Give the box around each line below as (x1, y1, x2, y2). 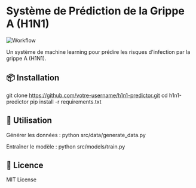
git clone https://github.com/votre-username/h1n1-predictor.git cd (6, 92, 169, 99)
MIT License (6, 176, 37, 183)
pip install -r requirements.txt (29, 98, 102, 105)
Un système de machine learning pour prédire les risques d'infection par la (6, 48, 191, 55)
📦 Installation (6, 73, 60, 83)
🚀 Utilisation (6, 116, 53, 126)
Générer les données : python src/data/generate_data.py (6, 131, 146, 138)
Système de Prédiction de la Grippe (6, 4, 185, 18)
